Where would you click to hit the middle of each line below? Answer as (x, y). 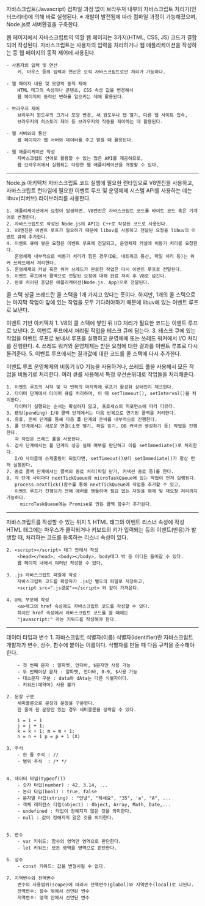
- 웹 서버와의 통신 (27, 134)
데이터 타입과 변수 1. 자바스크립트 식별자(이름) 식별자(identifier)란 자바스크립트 (100, 637)
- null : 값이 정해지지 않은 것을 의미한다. (66, 818)
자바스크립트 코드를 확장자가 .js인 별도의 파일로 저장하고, (81, 581)
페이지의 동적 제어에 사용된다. (60, 53)
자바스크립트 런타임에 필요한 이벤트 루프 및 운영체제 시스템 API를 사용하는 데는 (99, 191)
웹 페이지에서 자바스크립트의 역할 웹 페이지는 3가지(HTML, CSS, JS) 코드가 (96, 37)
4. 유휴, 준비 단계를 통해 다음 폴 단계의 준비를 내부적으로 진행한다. (82, 420)
